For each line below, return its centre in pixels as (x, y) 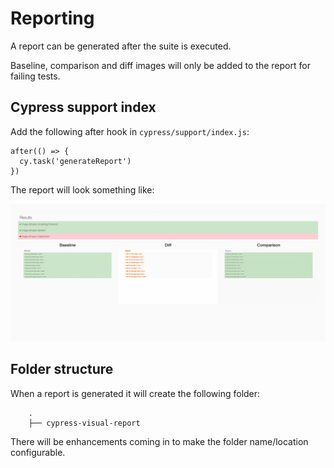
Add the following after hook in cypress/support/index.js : (130, 131)
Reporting (52, 18)
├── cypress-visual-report (84, 423)
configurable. (38, 452)
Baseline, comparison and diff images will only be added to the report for (160, 65)
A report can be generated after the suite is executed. (121, 46)
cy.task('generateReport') (75, 161)
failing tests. (35, 76)
